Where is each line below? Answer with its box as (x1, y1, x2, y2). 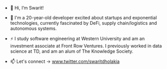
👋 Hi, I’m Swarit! (10, 5, 44, 11)
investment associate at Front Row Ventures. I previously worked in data (10, 43, 162, 49)
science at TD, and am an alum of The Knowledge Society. (10, 48, 134, 54)
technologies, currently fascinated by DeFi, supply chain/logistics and (10, 20, 157, 26)
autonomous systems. (10, 25, 57, 31)
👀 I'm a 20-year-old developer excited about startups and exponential (10, 15, 157, 20)
